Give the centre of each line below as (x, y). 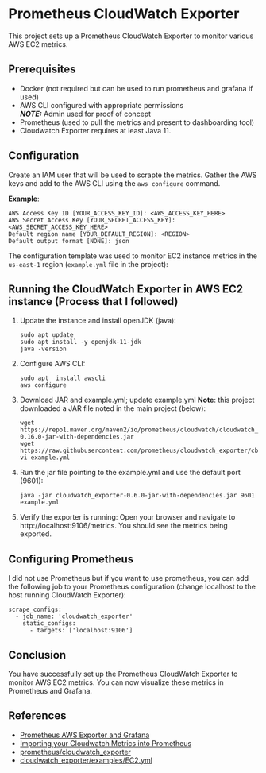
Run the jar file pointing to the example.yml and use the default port (130, 473)
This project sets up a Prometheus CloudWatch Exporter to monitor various (131, 36)
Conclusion (37, 655)
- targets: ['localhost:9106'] (81, 631)
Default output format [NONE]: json (69, 241)
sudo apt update (46, 335)
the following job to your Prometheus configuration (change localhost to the (132, 587)
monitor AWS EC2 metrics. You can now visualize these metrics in (116, 682)
